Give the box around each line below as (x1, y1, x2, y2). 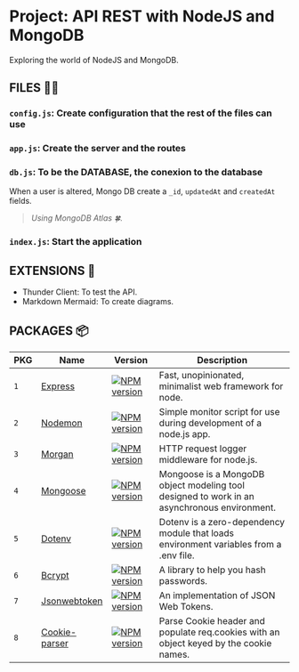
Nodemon (41, 417, 83, 429)
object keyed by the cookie (158, 637, 272, 650)
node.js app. (158, 428, 211, 441)
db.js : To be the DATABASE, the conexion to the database (9, 166, 263, 179)
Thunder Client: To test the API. (21, 287, 138, 297)
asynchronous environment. (158, 501, 276, 514)
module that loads (158, 527, 234, 539)
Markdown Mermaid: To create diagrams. (21, 296, 174, 307)
